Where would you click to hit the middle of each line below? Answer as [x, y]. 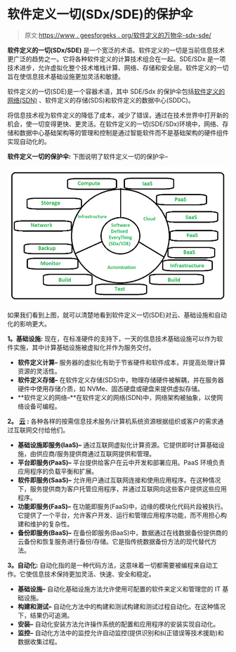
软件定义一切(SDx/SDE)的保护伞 [100, 14]
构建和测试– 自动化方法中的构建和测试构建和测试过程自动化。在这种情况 [122, 607]
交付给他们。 [50, 430]
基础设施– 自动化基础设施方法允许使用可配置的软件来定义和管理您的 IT [119, 589]
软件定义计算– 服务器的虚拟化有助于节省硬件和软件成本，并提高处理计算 [122, 363]
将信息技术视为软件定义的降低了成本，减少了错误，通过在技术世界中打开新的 [118, 115]
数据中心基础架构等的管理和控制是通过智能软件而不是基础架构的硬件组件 [124, 132]
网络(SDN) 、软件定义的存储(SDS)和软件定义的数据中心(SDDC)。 [101, 100]
